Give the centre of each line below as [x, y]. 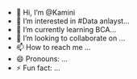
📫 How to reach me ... [53, 47]
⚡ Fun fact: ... [38, 68]
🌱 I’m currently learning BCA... [66, 29]
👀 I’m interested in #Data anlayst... [73, 21]
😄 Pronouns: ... [42, 59]
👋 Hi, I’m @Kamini [46, 12]
